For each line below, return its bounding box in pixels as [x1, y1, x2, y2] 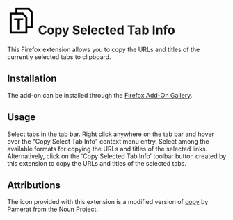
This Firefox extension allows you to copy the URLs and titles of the [7, 45, 200, 53]
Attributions [7, 179, 61, 191]
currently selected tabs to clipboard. [7, 52, 111, 61]
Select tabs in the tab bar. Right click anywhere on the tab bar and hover [7, 130, 214, 138]
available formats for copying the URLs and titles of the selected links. [7, 144, 208, 153]
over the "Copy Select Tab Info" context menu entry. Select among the [7, 137, 209, 145]
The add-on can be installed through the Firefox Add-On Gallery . [7, 91, 193, 99]
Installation [7, 73, 57, 85]
